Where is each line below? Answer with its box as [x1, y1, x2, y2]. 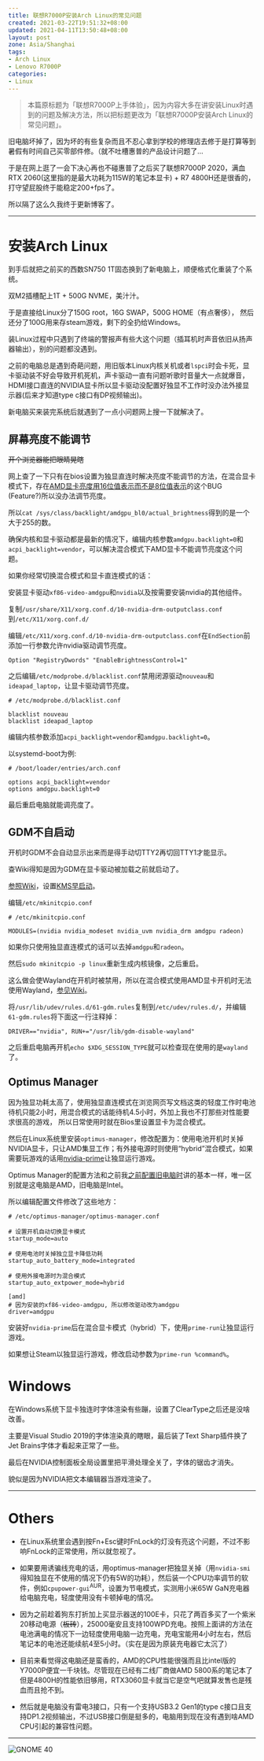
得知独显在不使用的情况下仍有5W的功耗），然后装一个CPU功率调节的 [19, 1573, 242, 1582]
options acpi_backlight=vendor [8, 778, 111, 787]
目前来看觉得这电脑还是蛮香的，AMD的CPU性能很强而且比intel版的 [19, 1656, 236, 1665]
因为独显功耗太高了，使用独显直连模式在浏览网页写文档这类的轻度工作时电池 [8, 1097, 256, 1106]
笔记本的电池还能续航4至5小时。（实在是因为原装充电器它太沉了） [19, 1639, 232, 1648]
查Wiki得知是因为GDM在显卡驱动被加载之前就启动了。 [8, 865, 183, 874]
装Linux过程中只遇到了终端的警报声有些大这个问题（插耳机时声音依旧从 [8, 334, 240, 344]
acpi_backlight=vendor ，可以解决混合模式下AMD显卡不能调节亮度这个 [8, 545, 236, 554]
